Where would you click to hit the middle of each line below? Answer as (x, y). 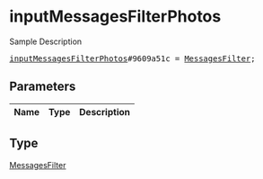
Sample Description (46, 41)
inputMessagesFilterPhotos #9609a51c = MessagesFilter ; (132, 58)
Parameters (43, 87)
